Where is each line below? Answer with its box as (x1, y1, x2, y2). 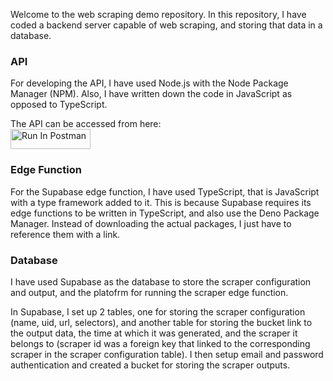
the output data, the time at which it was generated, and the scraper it (10, 327, 298, 339)
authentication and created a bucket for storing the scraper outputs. (10, 359, 291, 371)
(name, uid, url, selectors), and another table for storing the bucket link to (10, 316, 313, 328)
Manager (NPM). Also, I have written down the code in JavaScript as (10, 88, 293, 100)
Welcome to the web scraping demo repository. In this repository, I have (10, 9, 307, 20)
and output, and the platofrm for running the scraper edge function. (10, 286, 289, 298)
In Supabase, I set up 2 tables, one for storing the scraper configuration (10, 305, 306, 318)
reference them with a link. (10, 228, 121, 240)
